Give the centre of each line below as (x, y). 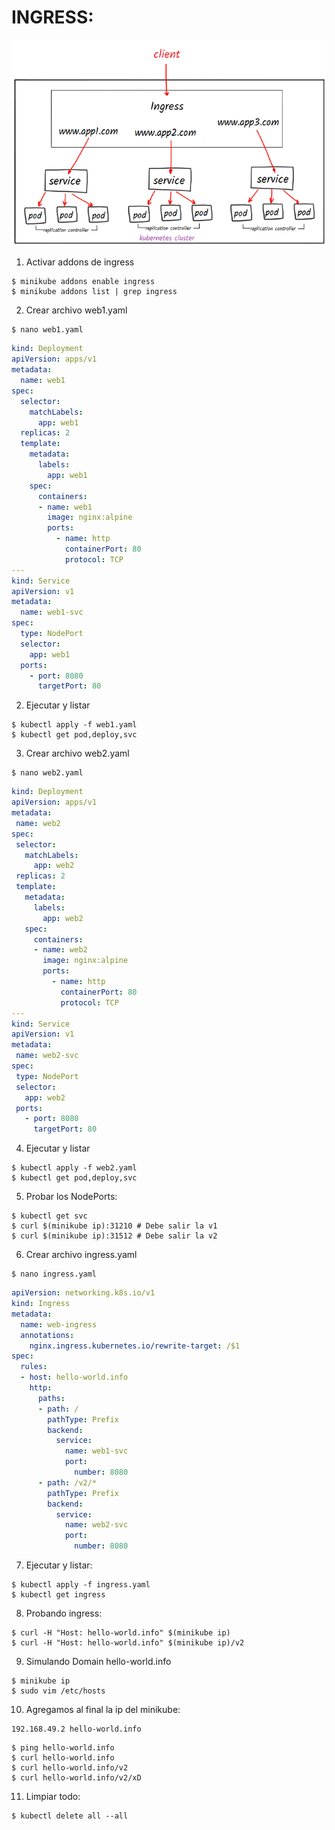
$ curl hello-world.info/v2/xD (76, 1778)
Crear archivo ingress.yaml (81, 1255)
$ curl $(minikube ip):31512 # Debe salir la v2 (114, 1236)
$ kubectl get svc (49, 1216)
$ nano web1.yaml (47, 330)
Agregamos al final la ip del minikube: (103, 1709)
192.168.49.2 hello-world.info (76, 1729)
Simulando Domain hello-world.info (98, 1661)
